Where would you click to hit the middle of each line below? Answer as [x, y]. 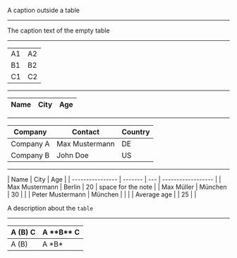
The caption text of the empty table [59, 30]
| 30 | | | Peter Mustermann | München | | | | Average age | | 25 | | [102, 194]
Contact [86, 132]
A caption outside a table [43, 10]
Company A [30, 144]
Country [136, 132]
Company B [30, 155]
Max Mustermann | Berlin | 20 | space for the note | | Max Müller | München [117, 187]
